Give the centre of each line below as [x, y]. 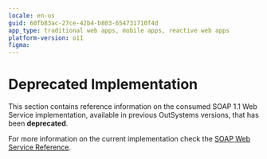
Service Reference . [40, 147]
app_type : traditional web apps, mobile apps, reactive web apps [119, 30]
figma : [19, 45]
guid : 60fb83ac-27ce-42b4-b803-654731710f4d [83, 23]
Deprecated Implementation [103, 85]
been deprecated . [38, 123]
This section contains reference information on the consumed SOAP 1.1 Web [133, 107]
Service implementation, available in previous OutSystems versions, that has [133, 115]
